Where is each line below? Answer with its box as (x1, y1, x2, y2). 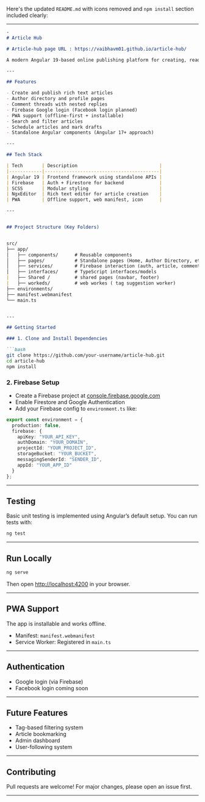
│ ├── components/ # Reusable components (6, 251, 132, 258)
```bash (6, 347, 26, 353)
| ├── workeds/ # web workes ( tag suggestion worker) (6, 280, 176, 286)
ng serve (6, 569, 29, 576)
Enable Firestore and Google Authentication (15, 398, 125, 405)
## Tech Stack (6, 152, 43, 158)
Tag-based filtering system (15, 724, 84, 731)
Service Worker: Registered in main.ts (15, 638, 111, 646)
